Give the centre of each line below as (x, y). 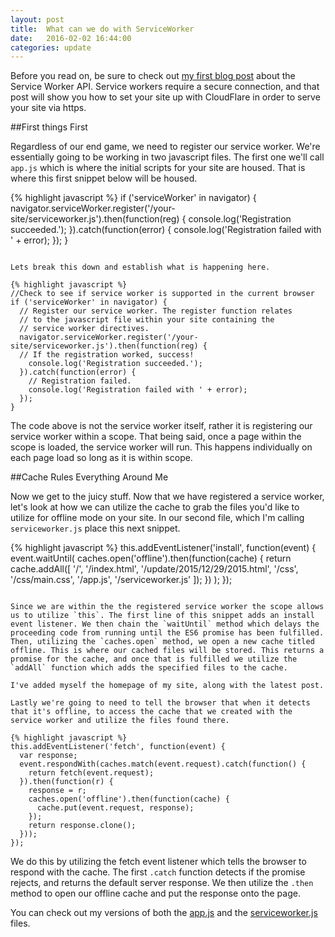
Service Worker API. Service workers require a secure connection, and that (165, 87)
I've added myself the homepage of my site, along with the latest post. (167, 686)
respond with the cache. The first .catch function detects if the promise (158, 872)
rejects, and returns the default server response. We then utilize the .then (162, 883)
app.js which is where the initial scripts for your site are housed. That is (158, 168)
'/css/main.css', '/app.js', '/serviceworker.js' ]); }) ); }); (121, 580)
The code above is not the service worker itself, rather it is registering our (161, 426)
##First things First (49, 127)
